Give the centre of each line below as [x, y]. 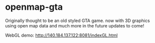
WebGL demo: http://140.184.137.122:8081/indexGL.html [61, 35]
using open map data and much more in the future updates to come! [75, 25]
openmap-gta [34, 7]
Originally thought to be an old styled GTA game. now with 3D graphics [77, 21]
